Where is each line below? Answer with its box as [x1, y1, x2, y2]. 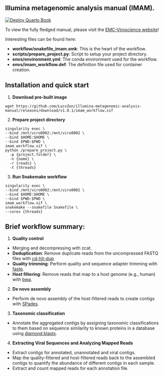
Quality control [12, 235, 44, 241]
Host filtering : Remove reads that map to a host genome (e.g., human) [12, 271, 156, 277]
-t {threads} [9, 165, 36, 170]
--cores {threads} [5, 209, 43, 214]
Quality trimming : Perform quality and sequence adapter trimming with [12, 261, 158, 267]
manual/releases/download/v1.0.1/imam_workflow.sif [5, 108, 113, 113]
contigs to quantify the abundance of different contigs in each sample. [12, 360, 156, 366]
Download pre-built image [12, 94, 67, 100]
